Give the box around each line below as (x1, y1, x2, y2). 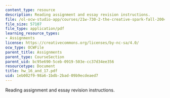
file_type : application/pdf (5, 26, 65, 31)
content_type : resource (5, 7, 56, 13)
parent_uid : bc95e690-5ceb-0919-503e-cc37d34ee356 (5, 59, 114, 64)
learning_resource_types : (5, 31, 60, 36)
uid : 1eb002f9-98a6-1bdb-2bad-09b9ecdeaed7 (5, 73, 99, 78)
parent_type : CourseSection (5, 54, 65, 60)
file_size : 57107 (5, 21, 42, 27)
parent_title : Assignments (5, 50, 62, 55)
